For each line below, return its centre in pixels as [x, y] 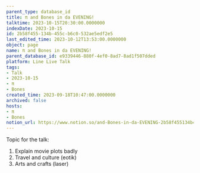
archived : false [26, 100]
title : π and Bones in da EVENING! [50, 17]
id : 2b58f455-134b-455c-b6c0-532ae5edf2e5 [60, 34]
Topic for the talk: [28, 140]
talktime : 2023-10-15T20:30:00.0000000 [56, 23]
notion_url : [21, 123]
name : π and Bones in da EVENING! [49, 51]
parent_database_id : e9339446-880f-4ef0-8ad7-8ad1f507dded [81, 56]
